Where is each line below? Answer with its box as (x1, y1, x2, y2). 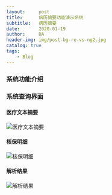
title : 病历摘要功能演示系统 (6, 14, 84, 21)
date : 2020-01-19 (6, 25, 66, 32)
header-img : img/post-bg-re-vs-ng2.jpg (6, 37, 107, 43)
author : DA (6, 31, 45, 37)
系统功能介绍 (6, 75, 44, 83)
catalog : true (6, 43, 42, 49)
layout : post (6, 8, 50, 15)
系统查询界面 (6, 92, 44, 101)
